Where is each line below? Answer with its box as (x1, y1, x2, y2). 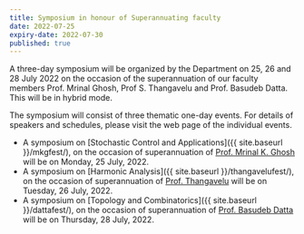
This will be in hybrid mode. (9, 93, 113, 103)
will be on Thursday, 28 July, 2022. (22, 214, 154, 225)
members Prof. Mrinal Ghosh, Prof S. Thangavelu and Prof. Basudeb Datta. (9, 83, 289, 93)
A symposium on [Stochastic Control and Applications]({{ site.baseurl (22, 137, 283, 148)
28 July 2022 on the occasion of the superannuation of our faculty (9, 73, 259, 84)
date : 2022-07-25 (9, 22, 75, 31)
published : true (9, 38, 71, 48)
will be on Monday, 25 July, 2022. (22, 156, 150, 168)
